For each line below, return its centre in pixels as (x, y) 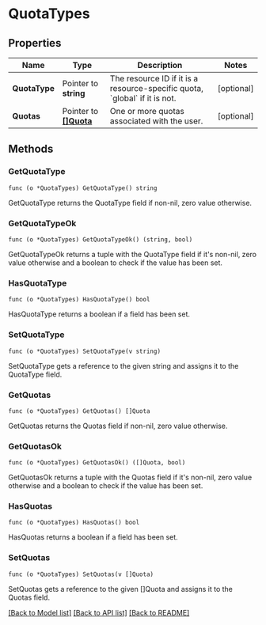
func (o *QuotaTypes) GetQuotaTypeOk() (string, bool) (101, 239)
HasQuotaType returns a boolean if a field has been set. (99, 314)
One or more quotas (147, 111)
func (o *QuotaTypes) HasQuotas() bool (74, 523)
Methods (31, 149)
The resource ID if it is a (154, 78)
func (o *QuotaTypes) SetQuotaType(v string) (84, 351)
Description (160, 65)
